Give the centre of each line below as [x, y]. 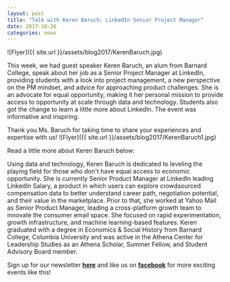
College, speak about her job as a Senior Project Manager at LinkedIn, [106, 73]
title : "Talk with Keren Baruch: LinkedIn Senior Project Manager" [106, 20]
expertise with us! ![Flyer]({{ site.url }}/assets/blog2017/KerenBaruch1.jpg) [112, 138]
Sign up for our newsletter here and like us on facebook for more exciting [111, 265]
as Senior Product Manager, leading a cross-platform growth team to [104, 208]
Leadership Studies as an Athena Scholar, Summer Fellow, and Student [107, 244]
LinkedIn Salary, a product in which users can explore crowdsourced [104, 186]
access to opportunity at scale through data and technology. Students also [113, 102]
